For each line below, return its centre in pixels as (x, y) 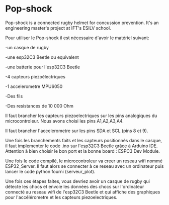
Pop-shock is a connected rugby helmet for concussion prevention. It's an (82, 23)
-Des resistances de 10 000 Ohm (39, 106)
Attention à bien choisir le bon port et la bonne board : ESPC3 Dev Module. (82, 151)
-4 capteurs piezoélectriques (35, 76)
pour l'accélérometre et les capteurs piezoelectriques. (61, 197)
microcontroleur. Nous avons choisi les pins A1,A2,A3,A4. (65, 121)
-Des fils (14, 96)
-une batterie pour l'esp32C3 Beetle (43, 67)
